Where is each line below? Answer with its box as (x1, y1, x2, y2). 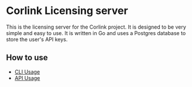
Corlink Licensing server (6, 4, 128, 18)
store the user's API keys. (6, 36, 68, 43)
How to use (6, 53, 48, 62)
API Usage (14, 74, 40, 81)
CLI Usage (14, 68, 40, 75)
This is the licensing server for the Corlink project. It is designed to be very (6, 23, 186, 30)
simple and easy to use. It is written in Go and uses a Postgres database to (6, 29, 186, 36)
